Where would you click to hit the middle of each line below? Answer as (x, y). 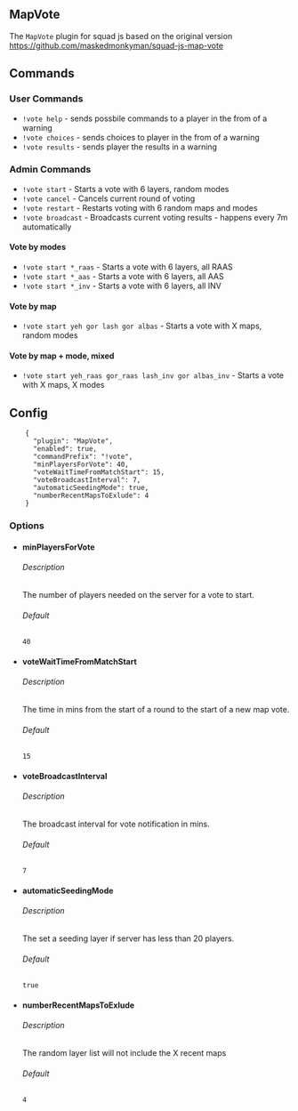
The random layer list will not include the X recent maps (124, 1052)
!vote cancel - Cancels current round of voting (109, 198)
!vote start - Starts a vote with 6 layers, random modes (125, 189)
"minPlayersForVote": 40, (81, 465)
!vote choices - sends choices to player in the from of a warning (141, 137)
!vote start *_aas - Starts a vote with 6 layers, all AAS (123, 276)
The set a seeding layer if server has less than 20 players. (128, 938)
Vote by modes (38, 247)
